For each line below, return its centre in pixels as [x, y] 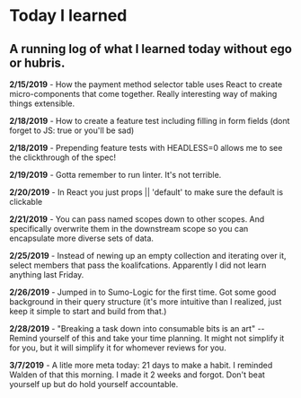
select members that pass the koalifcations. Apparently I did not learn [138, 265]
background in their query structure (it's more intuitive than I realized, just [146, 301]
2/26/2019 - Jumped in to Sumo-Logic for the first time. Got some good [143, 292]
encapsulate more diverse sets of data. [82, 238]
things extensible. [42, 103]
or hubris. [37, 62]
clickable [26, 202]
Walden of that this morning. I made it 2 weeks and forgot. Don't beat [137, 375]
